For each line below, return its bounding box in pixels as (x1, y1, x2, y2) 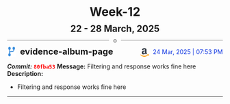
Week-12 (89, 4, 141, 20)
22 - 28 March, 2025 (70, 23, 160, 35)
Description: (7, 70, 43, 78)
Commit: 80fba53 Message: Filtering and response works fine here (7, 62, 196, 70)
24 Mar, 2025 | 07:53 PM (153, 48, 223, 56)
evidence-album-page (20, 46, 114, 57)
